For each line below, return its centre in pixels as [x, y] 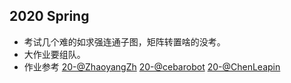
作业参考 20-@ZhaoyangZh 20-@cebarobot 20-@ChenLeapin [152, 66]
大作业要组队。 [54, 54]
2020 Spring [49, 16]
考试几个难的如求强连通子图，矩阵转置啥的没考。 [124, 41]
